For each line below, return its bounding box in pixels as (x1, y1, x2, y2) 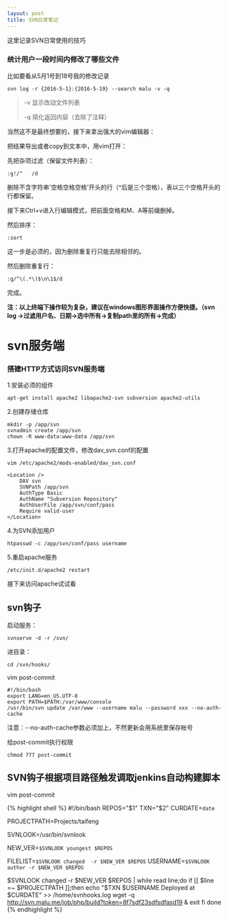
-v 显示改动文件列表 (23, 98, 81, 106)
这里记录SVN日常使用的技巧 (7, 36, 86, 45)
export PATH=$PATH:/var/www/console (7, 699, 112, 706)
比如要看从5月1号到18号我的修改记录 (7, 71, 110, 79)
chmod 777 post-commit (7, 751, 72, 759)
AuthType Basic (19, 490, 63, 497)
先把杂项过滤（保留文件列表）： (7, 156, 94, 164)
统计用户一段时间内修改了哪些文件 (7, 55, 120, 64)
